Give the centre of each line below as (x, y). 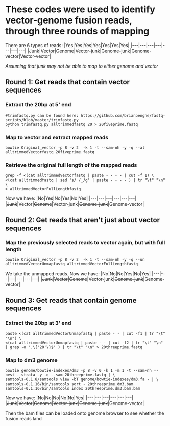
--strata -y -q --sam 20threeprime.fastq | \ (66, 375)
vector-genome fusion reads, (69, 20)
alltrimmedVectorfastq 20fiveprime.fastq (50, 152)
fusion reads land (24, 418)
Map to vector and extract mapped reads (57, 137)
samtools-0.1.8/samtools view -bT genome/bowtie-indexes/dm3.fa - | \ (82, 379)
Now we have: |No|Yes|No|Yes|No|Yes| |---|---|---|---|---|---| (71, 198)
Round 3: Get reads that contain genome (71, 300)
